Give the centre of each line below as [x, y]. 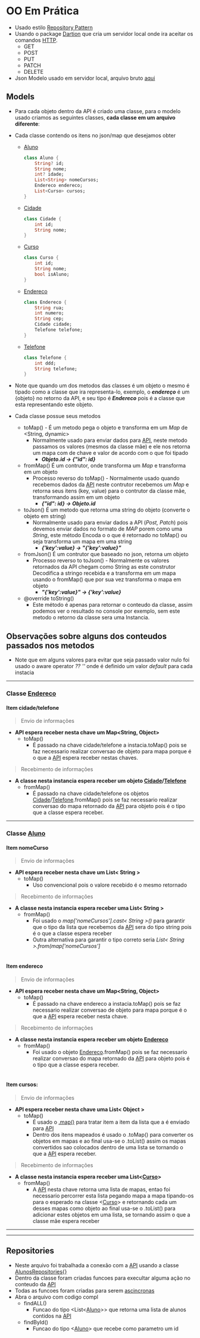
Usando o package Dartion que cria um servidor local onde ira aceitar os [104, 33]
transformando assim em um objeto [76, 497]
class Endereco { [45, 302]
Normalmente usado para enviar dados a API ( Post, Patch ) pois [110, 523]
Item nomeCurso [27, 847]
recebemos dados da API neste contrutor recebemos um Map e [111, 485]
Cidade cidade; [54, 325]
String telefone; [56, 369]
